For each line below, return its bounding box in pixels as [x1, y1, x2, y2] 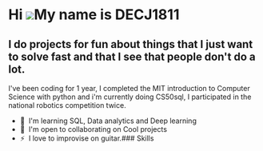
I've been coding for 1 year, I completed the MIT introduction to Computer [8, 84, 250, 93]
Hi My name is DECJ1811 [8, 6, 180, 24]
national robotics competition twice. [8, 101, 126, 109]
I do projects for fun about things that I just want [8, 38, 253, 51]
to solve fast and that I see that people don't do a [8, 50, 256, 63]
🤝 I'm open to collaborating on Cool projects [19, 125, 168, 133]
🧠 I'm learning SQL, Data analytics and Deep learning [19, 116, 197, 125]
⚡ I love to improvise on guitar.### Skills [19, 133, 154, 143]
